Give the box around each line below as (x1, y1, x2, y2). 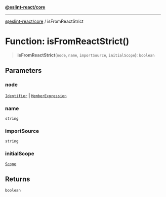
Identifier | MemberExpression (5, 93, 67, 98)
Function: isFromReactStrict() (5, 36, 129, 47)
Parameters (5, 66, 42, 75)
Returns (5, 175, 31, 183)
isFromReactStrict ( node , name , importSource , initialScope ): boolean (17, 52, 155, 58)
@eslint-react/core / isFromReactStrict (5, 18, 84, 24)
